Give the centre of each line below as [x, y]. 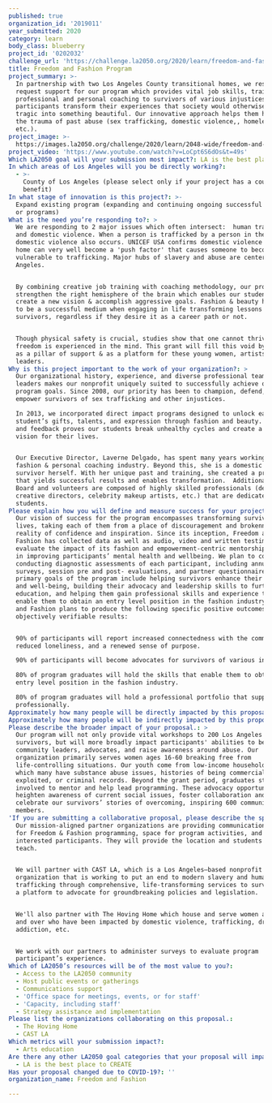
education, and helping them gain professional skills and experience [137, 594]
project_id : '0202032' [47, 54]
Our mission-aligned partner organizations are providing [116, 825]
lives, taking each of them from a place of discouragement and [126, 526]
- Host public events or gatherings [77, 981]
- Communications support [59, 989]
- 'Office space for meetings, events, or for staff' [108, 996]
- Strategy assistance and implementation [88, 1011]
